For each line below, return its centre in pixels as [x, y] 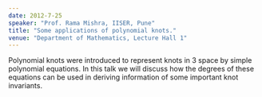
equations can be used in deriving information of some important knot [123, 77]
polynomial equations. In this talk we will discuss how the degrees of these [131, 69]
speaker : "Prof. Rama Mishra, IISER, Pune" [82, 23]
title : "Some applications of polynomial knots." [93, 30]
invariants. [25, 86]
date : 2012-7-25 [35, 16]
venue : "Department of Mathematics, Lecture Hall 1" [98, 38]
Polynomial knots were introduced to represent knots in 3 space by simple [130, 60]
